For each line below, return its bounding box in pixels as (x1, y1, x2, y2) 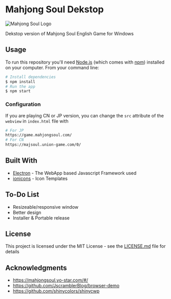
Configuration (5, 101, 41, 108)
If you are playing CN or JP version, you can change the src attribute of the (5, 112, 164, 118)
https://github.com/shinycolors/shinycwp (12, 288, 100, 294)
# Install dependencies (5, 74, 56, 79)
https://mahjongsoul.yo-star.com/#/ (12, 277, 89, 283)
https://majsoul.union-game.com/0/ (5, 142, 81, 147)
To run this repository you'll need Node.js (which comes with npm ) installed (5, 59, 165, 65)
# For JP (5, 128, 24, 133)
